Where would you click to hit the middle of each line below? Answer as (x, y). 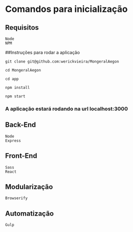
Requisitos (22, 28)
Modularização (29, 187)
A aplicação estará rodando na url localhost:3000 (66, 109)
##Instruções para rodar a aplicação (43, 52)
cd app (12, 79)
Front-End (21, 156)
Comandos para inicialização (66, 9)
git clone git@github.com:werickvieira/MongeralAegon (62, 62)
